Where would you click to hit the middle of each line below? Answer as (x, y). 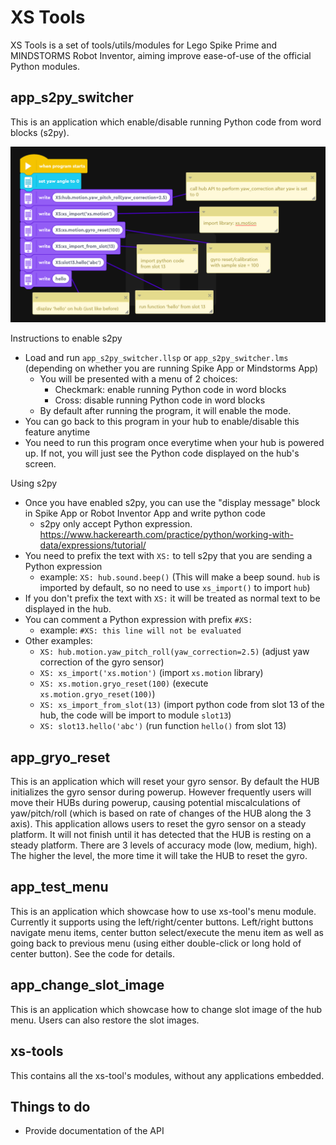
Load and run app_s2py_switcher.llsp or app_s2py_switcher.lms (156, 358)
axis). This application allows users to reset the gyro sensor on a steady (158, 824)
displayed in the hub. (68, 609)
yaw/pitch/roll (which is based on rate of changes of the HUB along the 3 (161, 813)
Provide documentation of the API (94, 1131)
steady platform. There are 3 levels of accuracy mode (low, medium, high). (164, 845)
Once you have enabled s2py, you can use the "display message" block (172, 503)
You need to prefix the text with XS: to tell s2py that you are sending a (168, 556)
